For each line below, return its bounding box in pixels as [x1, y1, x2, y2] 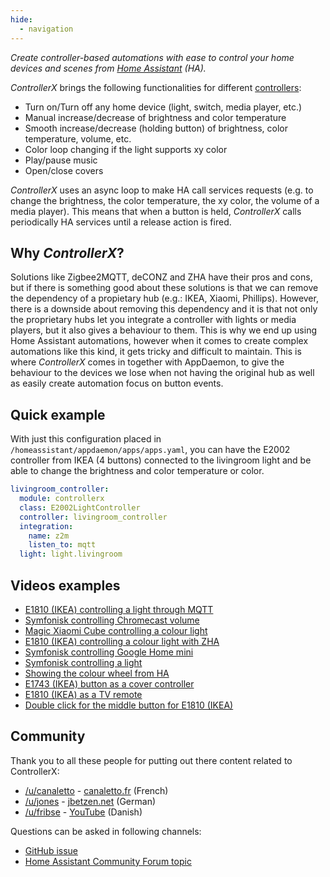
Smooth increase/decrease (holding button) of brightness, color [24, 122, 288, 134]
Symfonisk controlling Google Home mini [24, 646, 194, 658]
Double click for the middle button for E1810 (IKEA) [24, 699, 234, 711]
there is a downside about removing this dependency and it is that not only [10, 303, 318, 315]
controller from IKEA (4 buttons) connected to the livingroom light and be [10, 454, 312, 466]
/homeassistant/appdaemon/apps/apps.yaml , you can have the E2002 [10, 444, 291, 456]
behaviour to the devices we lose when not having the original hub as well [10, 367, 315, 379]
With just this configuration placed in [10, 433, 162, 445]
